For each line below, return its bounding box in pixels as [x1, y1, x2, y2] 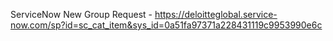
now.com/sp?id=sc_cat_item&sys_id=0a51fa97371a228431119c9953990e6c [10, 19, 323, 31]
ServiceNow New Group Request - [10, 9, 153, 20]
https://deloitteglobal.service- [154, 9, 278, 20]
